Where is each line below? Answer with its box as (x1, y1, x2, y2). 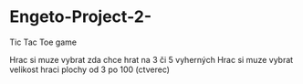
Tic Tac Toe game (9, 37, 78, 47)
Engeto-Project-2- (9, 6, 152, 27)
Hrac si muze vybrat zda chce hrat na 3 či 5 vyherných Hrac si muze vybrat (9, 54, 294, 65)
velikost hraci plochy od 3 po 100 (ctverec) (9, 64, 171, 75)
